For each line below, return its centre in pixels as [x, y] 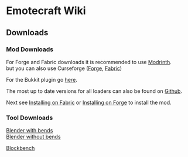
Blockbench [20, 148]
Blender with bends [30, 131]
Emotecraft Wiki [46, 11]
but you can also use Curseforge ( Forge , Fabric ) [64, 68]
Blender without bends [33, 137]
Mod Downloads [30, 49]
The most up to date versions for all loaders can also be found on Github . [94, 91]
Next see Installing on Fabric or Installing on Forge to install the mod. [89, 102]
